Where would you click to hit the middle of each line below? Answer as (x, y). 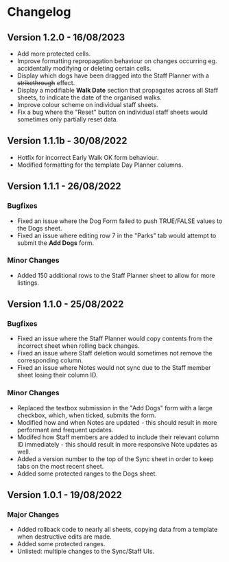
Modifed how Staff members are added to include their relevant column (118, 437)
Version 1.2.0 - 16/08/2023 (66, 37)
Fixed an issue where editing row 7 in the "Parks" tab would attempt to (117, 235)
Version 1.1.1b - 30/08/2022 (67, 141)
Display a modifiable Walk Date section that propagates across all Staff (117, 90)
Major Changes (33, 515)
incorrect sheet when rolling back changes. (78, 346)
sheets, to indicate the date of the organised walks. (89, 97)
